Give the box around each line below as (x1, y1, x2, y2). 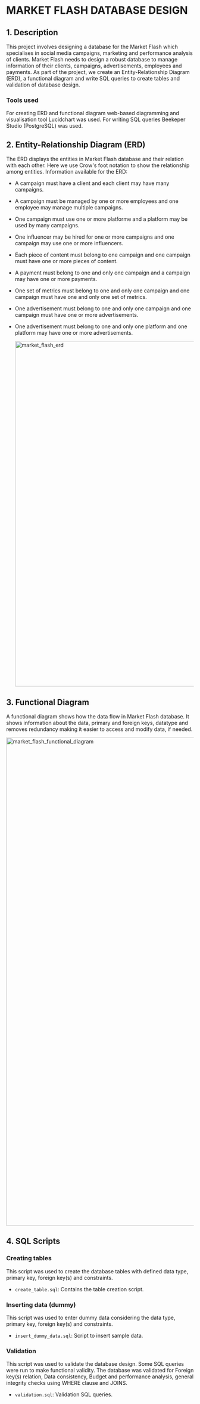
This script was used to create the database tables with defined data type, (6, 1267, 189, 1275)
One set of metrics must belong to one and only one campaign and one (14, 287, 190, 294)
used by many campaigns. (14, 222, 80, 229)
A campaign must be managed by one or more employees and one (14, 198, 179, 205)
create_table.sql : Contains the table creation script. (14, 1285, 144, 1292)
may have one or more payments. (14, 276, 98, 283)
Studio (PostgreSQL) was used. (6, 122, 83, 129)
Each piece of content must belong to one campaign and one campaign (14, 251, 190, 258)
